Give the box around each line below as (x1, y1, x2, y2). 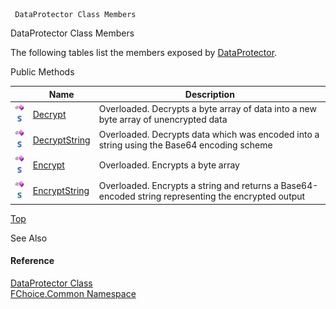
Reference (10, 255, 55, 267)
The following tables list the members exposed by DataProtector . (10, 47, 278, 58)
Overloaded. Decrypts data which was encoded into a (98, 129, 320, 141)
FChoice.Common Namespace (10, 287, 137, 299)
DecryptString (32, 134, 91, 146)
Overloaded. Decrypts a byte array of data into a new (98, 103, 317, 115)
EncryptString (32, 185, 90, 197)
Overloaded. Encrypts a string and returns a (98, 179, 279, 191)
